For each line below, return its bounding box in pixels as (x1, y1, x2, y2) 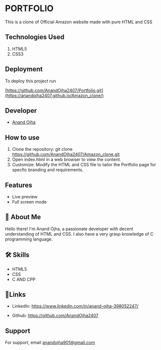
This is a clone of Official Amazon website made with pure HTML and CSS (5, 19, 153, 25)
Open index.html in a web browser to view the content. (12, 157, 121, 162)
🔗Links (5, 290, 26, 299)
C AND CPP (12, 276, 36, 282)
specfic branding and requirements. (12, 167, 84, 173)
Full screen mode (12, 199, 47, 205)
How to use (5, 133, 40, 142)
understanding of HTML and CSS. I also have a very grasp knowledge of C (5, 231, 154, 237)
